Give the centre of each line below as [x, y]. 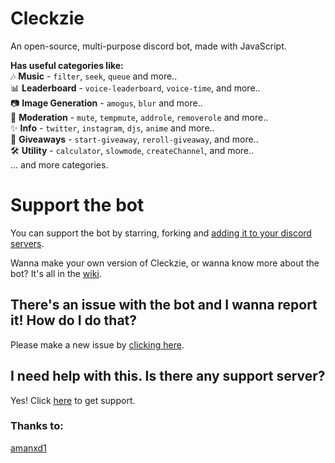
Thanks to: [37, 426]
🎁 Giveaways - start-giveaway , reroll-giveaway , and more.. [134, 139]
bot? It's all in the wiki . [56, 273]
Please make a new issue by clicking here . [97, 344]
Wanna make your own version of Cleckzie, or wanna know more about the [165, 263]
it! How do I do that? [74, 320]
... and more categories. [59, 164]
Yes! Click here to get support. [73, 400]
